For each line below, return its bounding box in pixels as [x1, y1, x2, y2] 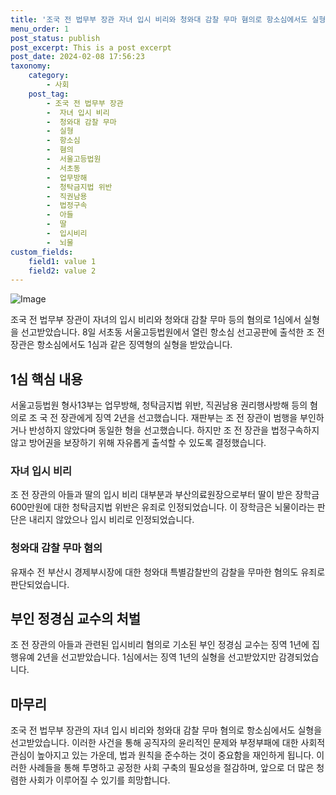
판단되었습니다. [10, 578, 70, 590]
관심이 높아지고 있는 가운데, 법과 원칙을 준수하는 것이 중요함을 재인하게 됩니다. [10, 749, 315, 761]
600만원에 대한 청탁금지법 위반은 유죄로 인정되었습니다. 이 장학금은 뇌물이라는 [10, 501, 315, 513]
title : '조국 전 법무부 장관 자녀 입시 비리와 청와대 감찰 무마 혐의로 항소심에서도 [10, 14, 308, 25]
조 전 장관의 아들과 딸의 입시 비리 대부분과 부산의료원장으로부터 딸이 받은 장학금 [10, 489, 320, 501]
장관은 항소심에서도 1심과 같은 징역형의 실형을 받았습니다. [10, 339, 233, 351]
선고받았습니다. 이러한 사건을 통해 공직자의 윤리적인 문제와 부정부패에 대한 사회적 [10, 737, 326, 749]
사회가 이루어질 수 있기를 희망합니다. [28, 774, 171, 786]
